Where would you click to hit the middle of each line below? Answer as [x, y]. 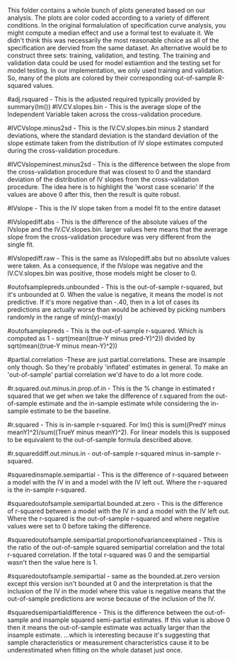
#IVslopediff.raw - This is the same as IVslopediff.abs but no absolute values [118, 258]
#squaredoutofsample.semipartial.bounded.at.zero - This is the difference [115, 503]
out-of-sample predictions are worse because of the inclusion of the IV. [111, 599]
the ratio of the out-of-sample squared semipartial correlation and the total [116, 547]
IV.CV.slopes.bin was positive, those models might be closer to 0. [102, 273]
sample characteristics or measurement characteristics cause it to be [108, 643]
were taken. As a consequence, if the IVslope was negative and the [105, 266]
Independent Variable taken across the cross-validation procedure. [105, 114]
